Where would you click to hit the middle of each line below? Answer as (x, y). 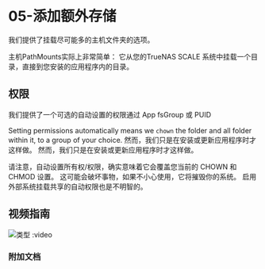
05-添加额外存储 (62, 16)
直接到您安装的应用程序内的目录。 (77, 66)
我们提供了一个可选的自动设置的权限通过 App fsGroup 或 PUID (110, 114)
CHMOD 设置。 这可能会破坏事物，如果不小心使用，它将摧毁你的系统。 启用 (132, 176)
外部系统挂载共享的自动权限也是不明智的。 (78, 186)
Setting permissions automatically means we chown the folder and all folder (130, 130)
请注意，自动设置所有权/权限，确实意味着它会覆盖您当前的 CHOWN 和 (123, 167)
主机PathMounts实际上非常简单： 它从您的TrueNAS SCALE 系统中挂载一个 (130, 56)
